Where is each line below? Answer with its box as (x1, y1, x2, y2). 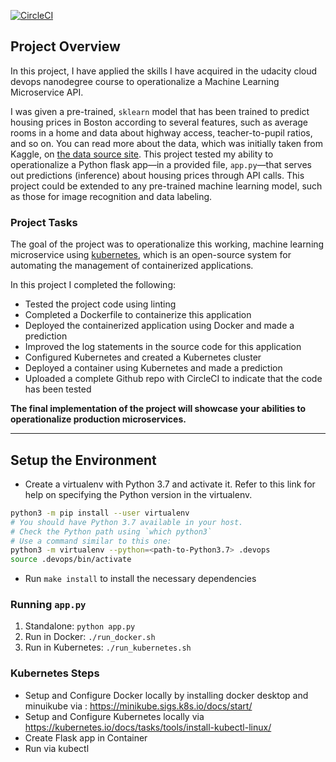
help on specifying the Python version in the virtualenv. (24, 488, 253, 500)
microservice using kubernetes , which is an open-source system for (10, 249, 292, 261)
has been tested (24, 383, 92, 395)
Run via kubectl (24, 742, 90, 754)
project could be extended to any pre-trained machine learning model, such (10, 180, 323, 192)
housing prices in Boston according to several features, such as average (10, 116, 309, 128)
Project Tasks (10, 215, 78, 229)
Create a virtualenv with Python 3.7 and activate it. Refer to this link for (24, 478, 316, 490)
